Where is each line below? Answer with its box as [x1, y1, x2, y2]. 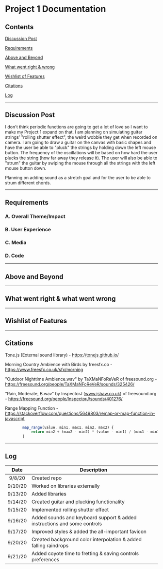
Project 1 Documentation [5, 3, 106, 15]
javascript [5, 415, 25, 422]
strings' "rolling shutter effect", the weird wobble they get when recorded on [5, 134, 158, 140]
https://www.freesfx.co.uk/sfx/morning [5, 367, 83, 372]
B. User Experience [5, 226, 51, 233]
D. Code [5, 252, 24, 259]
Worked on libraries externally [31, 482, 100, 489]
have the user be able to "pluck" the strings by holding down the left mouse [5, 145, 156, 150]
